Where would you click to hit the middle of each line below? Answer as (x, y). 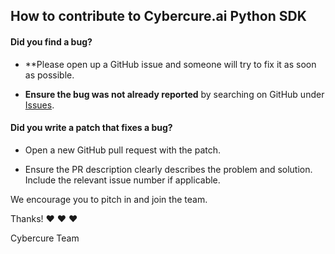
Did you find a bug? (51, 41)
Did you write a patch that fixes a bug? (91, 128)
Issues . (39, 105)
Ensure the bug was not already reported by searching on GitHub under (174, 94)
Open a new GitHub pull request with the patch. (123, 150)
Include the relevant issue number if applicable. (122, 180)
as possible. (49, 75)
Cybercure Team (45, 238)
